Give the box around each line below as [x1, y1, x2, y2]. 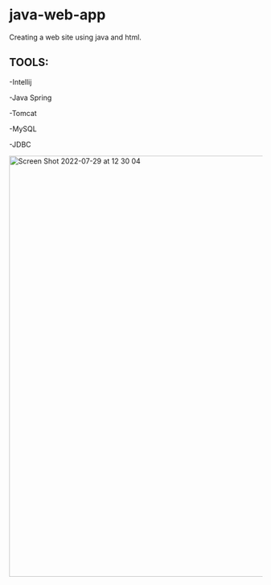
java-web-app [9, 6, 106, 24]
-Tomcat [9, 108, 37, 118]
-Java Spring [9, 93, 52, 102]
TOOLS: [9, 56, 49, 69]
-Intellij [9, 77, 32, 86]
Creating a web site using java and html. [9, 32, 142, 42]
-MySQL [9, 123, 37, 134]
